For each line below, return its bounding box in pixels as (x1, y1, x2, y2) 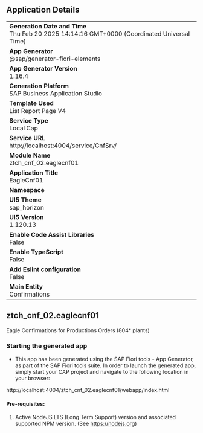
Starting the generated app (6, 341, 88, 350)
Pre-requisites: (6, 400, 45, 407)
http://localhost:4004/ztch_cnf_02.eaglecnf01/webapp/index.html (6, 386, 170, 393)
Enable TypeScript (9, 248, 63, 256)
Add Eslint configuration (9, 265, 82, 274)
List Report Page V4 (9, 106, 66, 115)
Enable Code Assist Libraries (9, 230, 95, 239)
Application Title (9, 168, 59, 177)
